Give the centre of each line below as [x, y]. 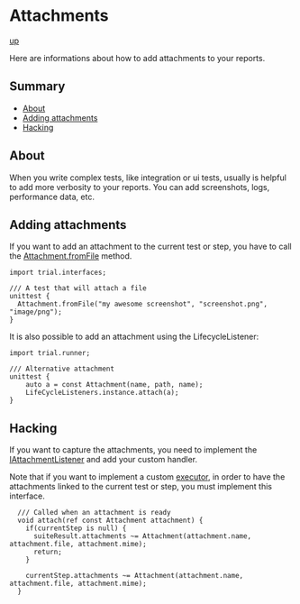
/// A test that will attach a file [78, 288]
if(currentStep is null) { [76, 528]
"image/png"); [36, 312]
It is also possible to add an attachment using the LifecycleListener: [134, 337]
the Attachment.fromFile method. [71, 256]
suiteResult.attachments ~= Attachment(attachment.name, [142, 536]
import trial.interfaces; [58, 273]
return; [48, 552]
